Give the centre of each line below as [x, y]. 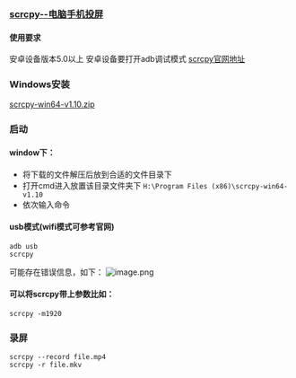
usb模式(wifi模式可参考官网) [62, 227]
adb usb [24, 246]
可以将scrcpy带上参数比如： [62, 294]
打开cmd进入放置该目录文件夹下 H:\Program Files [115, 185]
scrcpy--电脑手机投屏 [57, 13]
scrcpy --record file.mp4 [57, 357]
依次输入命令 [46, 205]
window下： [32, 152]
